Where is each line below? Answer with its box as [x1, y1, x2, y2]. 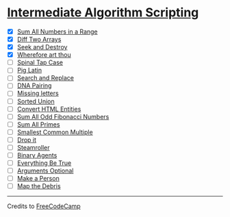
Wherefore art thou [16, 51, 71, 59]
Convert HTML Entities [16, 105, 81, 113]
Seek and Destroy [16, 43, 68, 51]
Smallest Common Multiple [16, 128, 94, 136]
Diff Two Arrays [16, 36, 62, 43]
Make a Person [16, 175, 60, 183]
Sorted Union [16, 97, 55, 105]
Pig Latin [16, 66, 42, 75]
